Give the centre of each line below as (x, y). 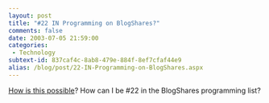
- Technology (34, 53)
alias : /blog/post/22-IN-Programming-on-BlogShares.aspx (106, 68)
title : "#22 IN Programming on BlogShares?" (84, 23)
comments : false (35, 30)
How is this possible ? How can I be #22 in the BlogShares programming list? (135, 90)
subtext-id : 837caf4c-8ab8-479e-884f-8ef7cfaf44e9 (95, 61)
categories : (28, 46)
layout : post (30, 16)
